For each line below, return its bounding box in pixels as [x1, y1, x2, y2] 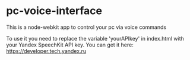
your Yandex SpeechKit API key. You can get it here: [6, 41, 134, 48]
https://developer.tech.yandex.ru [6, 47, 87, 54]
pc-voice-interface [6, 4, 103, 18]
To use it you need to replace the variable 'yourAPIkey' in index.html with [6, 35, 184, 42]
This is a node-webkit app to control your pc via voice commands [6, 24, 167, 31]
